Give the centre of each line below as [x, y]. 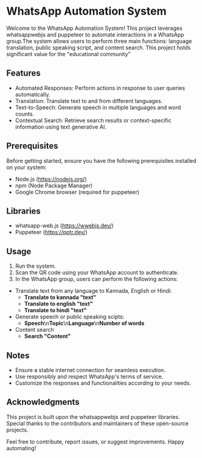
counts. [25, 113]
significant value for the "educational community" [68, 54]
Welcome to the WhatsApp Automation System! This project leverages [94, 28]
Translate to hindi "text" [55, 310]
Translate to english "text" [58, 304]
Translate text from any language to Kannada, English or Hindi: [93, 291]
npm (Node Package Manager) [54, 185]
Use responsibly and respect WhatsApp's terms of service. [89, 377]
